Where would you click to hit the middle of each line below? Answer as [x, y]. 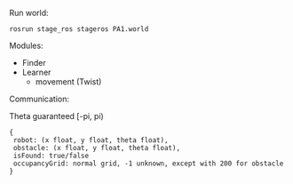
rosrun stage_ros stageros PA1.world [79, 29]
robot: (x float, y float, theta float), [91, 140]
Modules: [26, 45]
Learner [36, 72]
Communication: [39, 99]
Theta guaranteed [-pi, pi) [56, 116]
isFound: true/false [51, 156]
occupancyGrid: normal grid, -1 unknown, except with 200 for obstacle [148, 164]
